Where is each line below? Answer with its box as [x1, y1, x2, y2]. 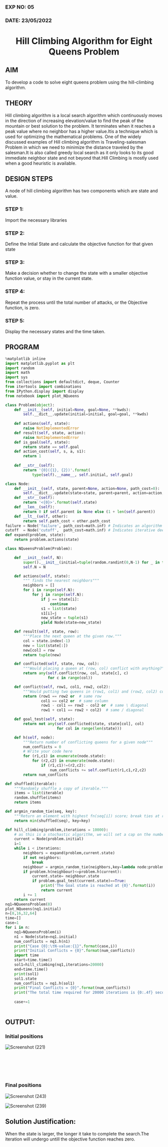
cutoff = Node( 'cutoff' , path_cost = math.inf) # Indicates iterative [5, 528, 155, 533]
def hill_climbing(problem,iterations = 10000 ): [5, 827, 108, 832]
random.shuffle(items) [14, 795, 61, 800]
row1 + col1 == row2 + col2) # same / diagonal [40, 708, 144, 713]
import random [5, 365, 35, 371]
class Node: [5, 481, 30, 486]
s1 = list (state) [40, 606, 77, 611]
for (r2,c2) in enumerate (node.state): [31, 758, 115, 764]
